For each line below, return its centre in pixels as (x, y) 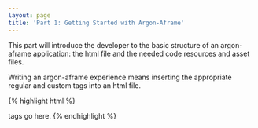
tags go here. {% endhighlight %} (63, 115)
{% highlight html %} (42, 101)
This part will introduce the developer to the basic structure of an (113, 45)
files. (16, 62)
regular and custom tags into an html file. (75, 85)
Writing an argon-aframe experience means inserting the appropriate (120, 77)
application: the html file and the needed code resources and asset (141, 53)
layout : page (29, 15)
